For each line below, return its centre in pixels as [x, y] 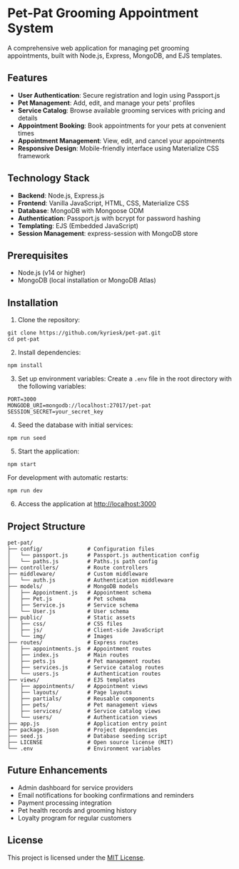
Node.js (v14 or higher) [51, 273]
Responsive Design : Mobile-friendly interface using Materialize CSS [118, 148]
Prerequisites [38, 256]
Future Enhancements [58, 770]
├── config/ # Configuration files [81, 549]
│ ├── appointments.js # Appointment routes [80, 649]
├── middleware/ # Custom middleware [78, 574]
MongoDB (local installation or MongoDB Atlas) [87, 280]
